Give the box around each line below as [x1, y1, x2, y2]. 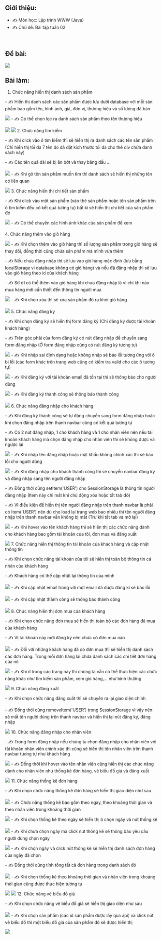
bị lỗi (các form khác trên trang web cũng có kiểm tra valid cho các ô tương [5, 359, 155, 365]
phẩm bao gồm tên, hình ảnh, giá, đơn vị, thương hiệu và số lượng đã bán [5, 106, 151, 112]
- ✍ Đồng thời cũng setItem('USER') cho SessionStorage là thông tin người [5, 485, 155, 491]
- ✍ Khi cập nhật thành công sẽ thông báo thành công [11, 597, 120, 602]
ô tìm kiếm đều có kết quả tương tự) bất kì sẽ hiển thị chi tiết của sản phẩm [5, 205, 154, 211]
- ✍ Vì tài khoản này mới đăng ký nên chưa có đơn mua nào [5, 635, 125, 641]
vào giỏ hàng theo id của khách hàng [5, 270, 79, 276]
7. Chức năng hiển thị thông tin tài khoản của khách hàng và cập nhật [11, 541, 149, 547]
